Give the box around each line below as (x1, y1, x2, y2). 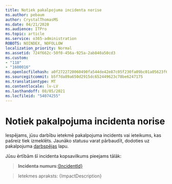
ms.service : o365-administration (5, 36, 77, 42)
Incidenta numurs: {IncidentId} (17, 163, 83, 169)
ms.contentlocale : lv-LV (5, 84, 58, 89)
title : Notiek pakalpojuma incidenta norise (5, 7, 102, 13)
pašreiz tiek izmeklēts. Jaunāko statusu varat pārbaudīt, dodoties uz (5, 138, 150, 144)
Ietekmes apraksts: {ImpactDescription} (17, 173, 102, 179)
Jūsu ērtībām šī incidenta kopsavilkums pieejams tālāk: (5, 153, 122, 159)
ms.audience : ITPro (5, 27, 47, 32)
